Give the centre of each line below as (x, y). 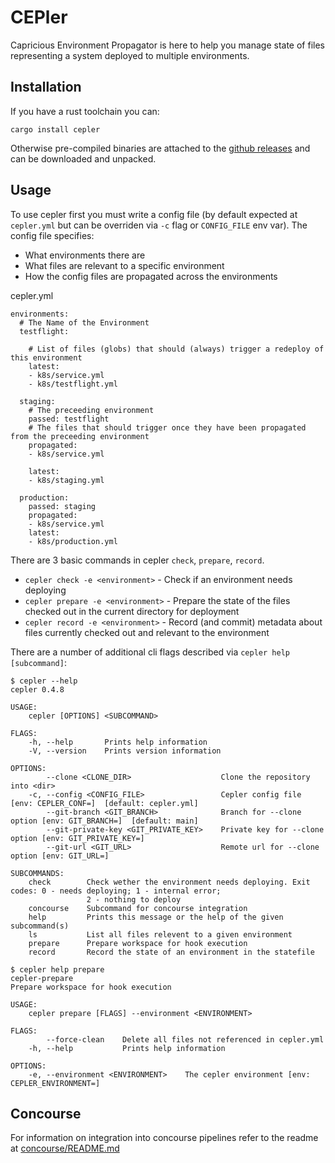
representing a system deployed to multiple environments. (130, 55)
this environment (46, 357)
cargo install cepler (55, 129)
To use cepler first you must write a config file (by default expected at (154, 214)
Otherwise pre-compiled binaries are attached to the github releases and (160, 148)
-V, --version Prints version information (125, 751)
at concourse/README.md (65, 1148)
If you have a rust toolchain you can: (85, 111)
